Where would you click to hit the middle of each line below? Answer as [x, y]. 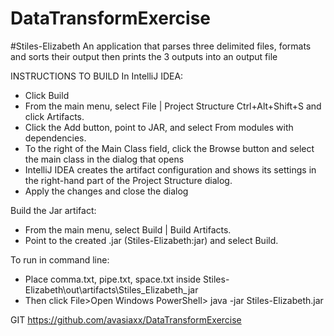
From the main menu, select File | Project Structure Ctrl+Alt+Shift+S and [173, 106]
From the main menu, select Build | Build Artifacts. [128, 229]
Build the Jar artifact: [53, 210]
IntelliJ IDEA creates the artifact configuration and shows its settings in [170, 169]
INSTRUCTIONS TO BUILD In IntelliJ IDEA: [97, 76]
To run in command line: [60, 259]
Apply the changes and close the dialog [106, 191]
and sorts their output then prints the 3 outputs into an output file [144, 56]
